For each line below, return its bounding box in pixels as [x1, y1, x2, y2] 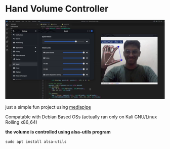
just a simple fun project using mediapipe [5, 104, 92, 110]
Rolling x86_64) [5, 119, 38, 125]
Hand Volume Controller [5, 3, 109, 15]
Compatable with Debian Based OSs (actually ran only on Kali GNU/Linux [5, 114, 157, 120]
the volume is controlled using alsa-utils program [5, 129, 111, 135]
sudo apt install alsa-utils [5, 139, 67, 144]
